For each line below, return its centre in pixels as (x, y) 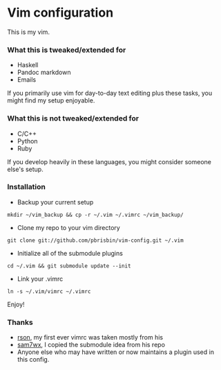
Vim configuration (60, 13)
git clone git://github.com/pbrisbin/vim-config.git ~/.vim (96, 240)
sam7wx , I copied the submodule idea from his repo (91, 345)
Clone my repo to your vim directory (69, 227)
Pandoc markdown (44, 72)
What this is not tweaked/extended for (73, 118)
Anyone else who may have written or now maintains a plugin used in (115, 352)
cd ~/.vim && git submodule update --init (69, 266)
